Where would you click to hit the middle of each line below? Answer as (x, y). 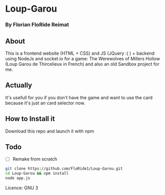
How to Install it (30, 119)
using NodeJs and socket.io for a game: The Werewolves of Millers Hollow (83, 58)
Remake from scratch (35, 159)
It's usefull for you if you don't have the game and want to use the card (79, 97)
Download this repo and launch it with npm (50, 131)
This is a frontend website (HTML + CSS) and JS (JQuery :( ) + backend (80, 53)
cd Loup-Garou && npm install (37, 173)
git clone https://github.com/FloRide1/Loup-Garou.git (64, 169)
